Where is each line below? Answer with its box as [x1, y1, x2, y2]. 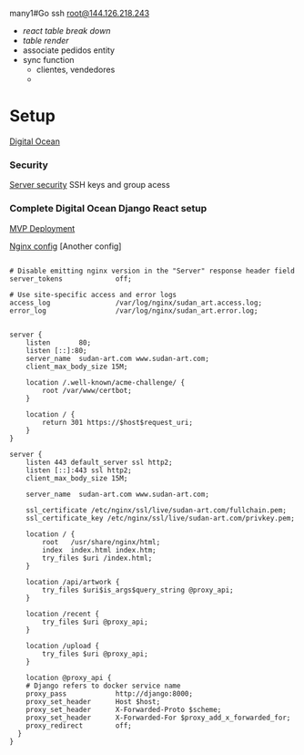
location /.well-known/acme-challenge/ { [25, 377, 185, 387]
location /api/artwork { [25, 577, 120, 586]
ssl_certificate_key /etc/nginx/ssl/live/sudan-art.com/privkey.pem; [25, 513, 296, 522]
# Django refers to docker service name [25, 681, 181, 690]
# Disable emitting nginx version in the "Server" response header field [9, 266, 296, 275]
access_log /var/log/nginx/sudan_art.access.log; [9, 298, 262, 307]
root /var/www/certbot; [42, 386, 132, 395]
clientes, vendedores [35, 64, 116, 75]
